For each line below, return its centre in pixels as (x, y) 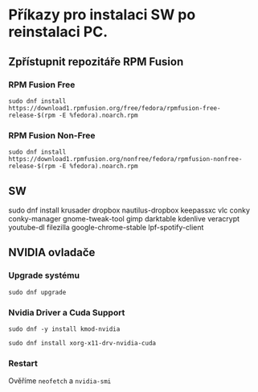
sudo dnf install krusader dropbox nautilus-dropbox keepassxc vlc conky (129, 210)
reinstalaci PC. (58, 32)
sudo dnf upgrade (37, 292)
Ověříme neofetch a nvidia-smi (60, 381)
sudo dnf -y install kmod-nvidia (64, 329)
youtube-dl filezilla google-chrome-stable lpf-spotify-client (106, 227)
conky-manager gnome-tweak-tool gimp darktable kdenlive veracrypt (124, 218)
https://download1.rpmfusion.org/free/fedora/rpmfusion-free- (115, 108)
